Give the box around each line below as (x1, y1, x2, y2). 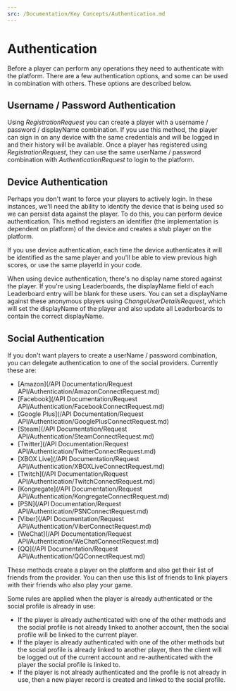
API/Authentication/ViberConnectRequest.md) (17, 522, 151, 530)
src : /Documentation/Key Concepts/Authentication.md (7, 10, 166, 18)
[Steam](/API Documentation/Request (17, 424, 128, 433)
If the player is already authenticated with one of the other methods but (17, 638, 225, 646)
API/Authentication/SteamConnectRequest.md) (17, 432, 155, 441)
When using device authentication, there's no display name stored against (7, 274, 223, 283)
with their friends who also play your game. (7, 581, 133, 589)
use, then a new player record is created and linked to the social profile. (17, 675, 225, 684)
